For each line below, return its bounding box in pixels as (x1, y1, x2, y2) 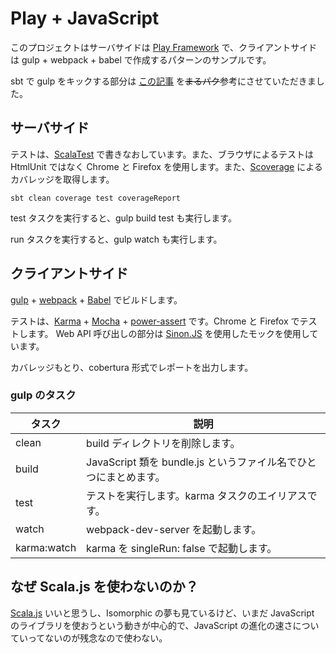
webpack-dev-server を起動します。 (86, 522, 262, 536)
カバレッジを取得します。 (10, 173, 115, 185)
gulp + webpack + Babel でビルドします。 (10, 293, 183, 306)
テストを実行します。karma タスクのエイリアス (86, 488, 308, 502)
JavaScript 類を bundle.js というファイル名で (86, 455, 298, 469)
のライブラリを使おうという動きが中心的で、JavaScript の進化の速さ (10, 619, 293, 631)
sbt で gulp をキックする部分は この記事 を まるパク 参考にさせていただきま (10, 75, 317, 87)
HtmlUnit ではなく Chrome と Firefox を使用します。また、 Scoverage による (10, 160, 323, 172)
